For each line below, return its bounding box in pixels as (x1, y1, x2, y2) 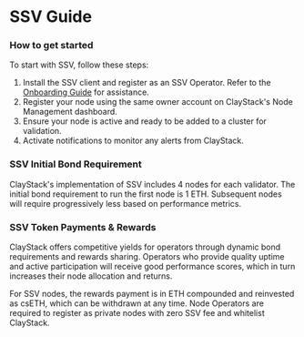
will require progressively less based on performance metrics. (9, 198, 242, 209)
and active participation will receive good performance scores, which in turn (9, 261, 296, 272)
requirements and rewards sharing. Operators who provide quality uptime (9, 251, 285, 262)
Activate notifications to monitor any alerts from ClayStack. (22, 135, 244, 147)
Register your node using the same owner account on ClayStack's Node (22, 97, 293, 107)
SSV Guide (9, 6, 93, 27)
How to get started (9, 39, 94, 52)
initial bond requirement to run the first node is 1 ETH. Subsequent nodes (9, 189, 282, 199)
